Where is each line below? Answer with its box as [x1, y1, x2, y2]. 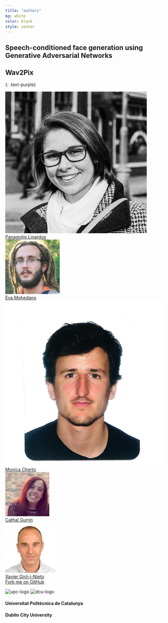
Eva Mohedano [5, 295, 37, 301]
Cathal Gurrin [5, 517, 33, 523]
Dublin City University [5, 612, 53, 618]
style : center [5, 24, 35, 29]
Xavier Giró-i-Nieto [5, 574, 44, 580]
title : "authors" [5, 8, 42, 13]
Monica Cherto [5, 466, 36, 473]
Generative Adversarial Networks [5, 51, 113, 60]
